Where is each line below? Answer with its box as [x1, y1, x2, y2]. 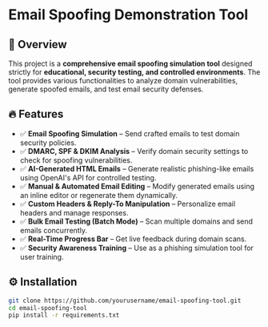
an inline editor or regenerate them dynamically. [19, 190, 178, 200]
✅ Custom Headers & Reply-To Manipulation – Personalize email [19, 199, 236, 208]
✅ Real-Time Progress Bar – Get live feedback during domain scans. [19, 234, 247, 244]
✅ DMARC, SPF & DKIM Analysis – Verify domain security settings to [19, 146, 249, 155]
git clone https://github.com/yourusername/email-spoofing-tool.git [8, 297, 242, 305]
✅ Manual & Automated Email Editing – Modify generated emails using [19, 181, 254, 191]
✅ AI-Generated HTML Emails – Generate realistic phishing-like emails [19, 163, 254, 173]
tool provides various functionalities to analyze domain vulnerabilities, [8, 76, 238, 85]
